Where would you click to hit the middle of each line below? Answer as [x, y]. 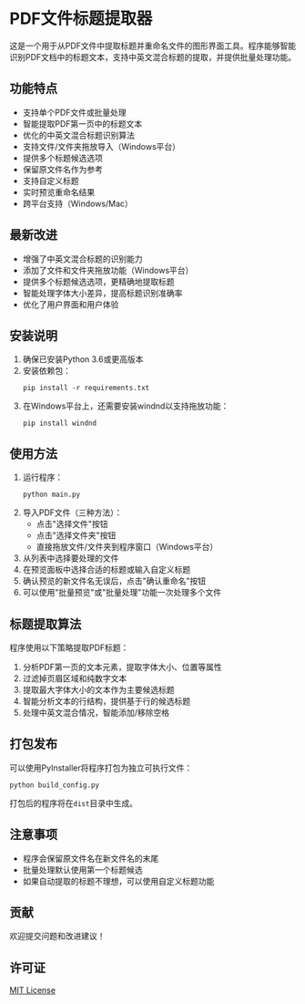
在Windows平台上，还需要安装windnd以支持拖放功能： [126, 406]
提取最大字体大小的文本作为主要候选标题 [98, 690]
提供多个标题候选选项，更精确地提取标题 [98, 281]
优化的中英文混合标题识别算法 [78, 135]
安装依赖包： [46, 371]
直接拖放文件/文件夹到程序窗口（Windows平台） [127, 547]
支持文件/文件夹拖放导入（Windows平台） [101, 146]
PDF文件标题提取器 [81, 19]
